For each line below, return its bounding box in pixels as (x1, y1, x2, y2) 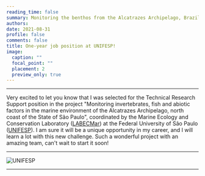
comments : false (6, 37, 48, 43)
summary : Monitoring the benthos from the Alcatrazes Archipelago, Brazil (6, 15, 201, 21)
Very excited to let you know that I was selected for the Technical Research (6, 94, 195, 101)
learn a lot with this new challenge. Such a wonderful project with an (6, 133, 179, 141)
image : (6, 49, 23, 55)
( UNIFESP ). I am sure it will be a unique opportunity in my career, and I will (6, 127, 193, 134)
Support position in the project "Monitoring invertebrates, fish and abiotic (6, 100, 190, 108)
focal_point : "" (12, 60, 53, 66)
